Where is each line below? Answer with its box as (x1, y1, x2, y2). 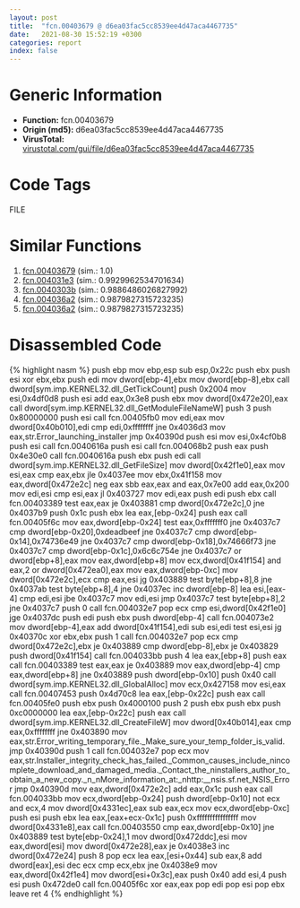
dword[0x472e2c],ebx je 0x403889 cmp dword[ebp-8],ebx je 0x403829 (9, 640, 279, 651)
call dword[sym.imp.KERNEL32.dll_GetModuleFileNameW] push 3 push (9, 402, 271, 413)
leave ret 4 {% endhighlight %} (9, 888, 124, 899)
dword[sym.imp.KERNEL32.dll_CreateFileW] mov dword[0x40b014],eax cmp (9, 716, 292, 727)
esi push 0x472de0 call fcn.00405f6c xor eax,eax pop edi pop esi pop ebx (9, 878, 285, 889)
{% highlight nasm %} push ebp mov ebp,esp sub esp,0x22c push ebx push (9, 364, 291, 375)
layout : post (9, 13, 58, 22)
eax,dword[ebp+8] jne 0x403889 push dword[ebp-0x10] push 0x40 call (9, 669, 277, 679)
